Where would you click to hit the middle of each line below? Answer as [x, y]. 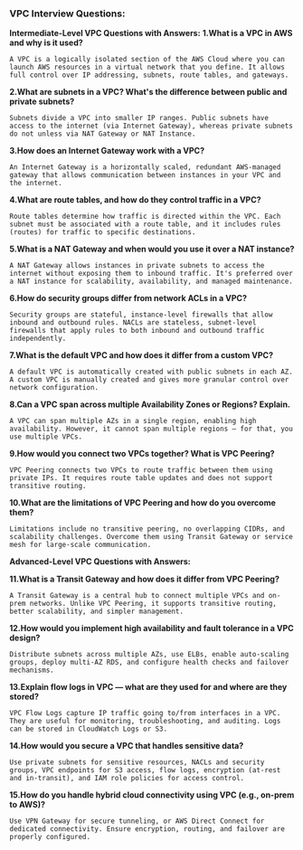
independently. [38, 339]
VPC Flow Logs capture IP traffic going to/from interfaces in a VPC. [145, 713]
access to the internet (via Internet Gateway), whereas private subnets [151, 126]
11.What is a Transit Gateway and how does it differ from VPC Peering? [145, 579]
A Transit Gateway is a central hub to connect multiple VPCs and [137, 596]
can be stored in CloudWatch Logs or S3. [89, 729]
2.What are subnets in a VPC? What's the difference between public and [148, 92]
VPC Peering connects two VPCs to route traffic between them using [141, 470]
